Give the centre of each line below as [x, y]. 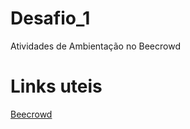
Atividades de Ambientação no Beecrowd [95, 46]
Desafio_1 [50, 18]
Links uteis [56, 86]
